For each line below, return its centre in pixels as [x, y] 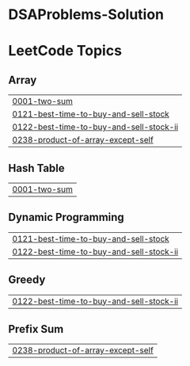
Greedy [27, 280]
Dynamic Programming [66, 217]
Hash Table [36, 168]
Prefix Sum [36, 329]
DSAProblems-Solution [86, 15]
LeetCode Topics [65, 51]
